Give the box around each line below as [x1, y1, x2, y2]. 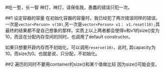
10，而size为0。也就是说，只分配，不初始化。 [5, 50, 100, 56]
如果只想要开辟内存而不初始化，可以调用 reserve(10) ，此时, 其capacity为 [5, 44, 156, 50]
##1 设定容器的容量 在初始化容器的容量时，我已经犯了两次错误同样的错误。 [5, 15, 160, 21]
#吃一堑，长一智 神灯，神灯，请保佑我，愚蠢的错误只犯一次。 [5, 4, 132, 10]
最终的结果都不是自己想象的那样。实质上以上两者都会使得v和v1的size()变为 [5, 27, 160, 33]
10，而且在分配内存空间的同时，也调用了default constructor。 [5, 34, 133, 39]
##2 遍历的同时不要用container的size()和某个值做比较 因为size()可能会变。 [5, 61, 159, 67]
